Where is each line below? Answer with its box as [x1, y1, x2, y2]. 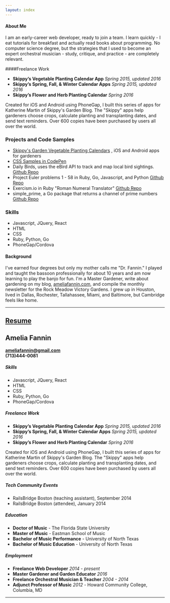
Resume [5, 317, 32, 325]
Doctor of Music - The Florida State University [12, 525, 110, 531]
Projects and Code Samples [5, 136, 75, 143]
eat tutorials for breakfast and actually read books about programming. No [5, 40, 160, 46]
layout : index [5, 7, 35, 13]
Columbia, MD [12, 587, 42, 593]
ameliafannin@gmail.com [5, 347, 61, 353]
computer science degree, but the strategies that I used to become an [5, 45, 151, 51]
